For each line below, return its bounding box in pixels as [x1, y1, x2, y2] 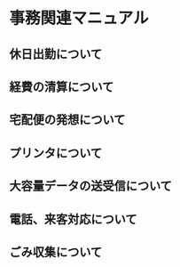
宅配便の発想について [9, 112, 126, 127]
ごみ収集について [9, 244, 103, 259]
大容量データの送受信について [9, 179, 173, 194]
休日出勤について [9, 46, 103, 61]
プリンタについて [9, 145, 103, 160]
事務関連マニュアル [9, 8, 149, 28]
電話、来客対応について [9, 211, 137, 227]
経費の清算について [9, 79, 114, 94]
